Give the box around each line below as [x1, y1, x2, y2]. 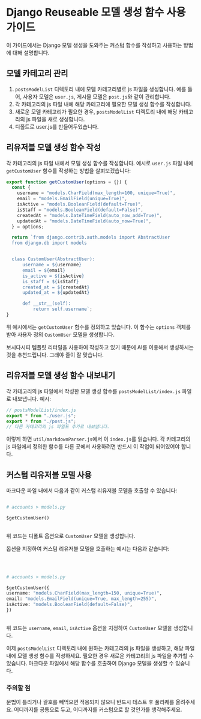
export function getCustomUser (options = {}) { [6, 179, 128, 185]
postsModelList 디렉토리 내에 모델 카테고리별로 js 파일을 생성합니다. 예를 [14, 85, 187, 93]
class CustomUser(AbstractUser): [11, 256, 95, 262]
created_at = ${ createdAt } [22, 284, 90, 290]
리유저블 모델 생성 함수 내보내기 [6, 370, 116, 381]
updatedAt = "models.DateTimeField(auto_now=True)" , [17, 218, 152, 224]
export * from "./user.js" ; [6, 412, 77, 418]
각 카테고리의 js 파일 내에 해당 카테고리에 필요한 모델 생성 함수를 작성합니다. [14, 100, 192, 108]
